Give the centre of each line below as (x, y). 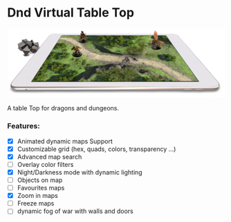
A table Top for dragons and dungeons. (63, 108)
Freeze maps (36, 203)
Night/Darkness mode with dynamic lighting (80, 172)
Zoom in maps (38, 196)
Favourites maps (41, 188)
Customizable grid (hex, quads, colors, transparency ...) (96, 149)
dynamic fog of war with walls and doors (75, 211)
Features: (24, 126)
